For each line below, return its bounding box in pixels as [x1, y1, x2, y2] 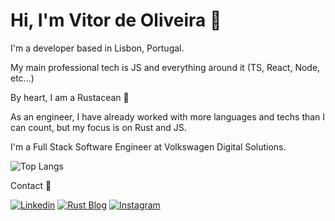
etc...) [10, 72, 35, 84]
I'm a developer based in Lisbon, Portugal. [10, 42, 185, 54]
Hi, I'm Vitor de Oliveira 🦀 [10, 9, 222, 32]
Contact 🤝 [10, 179, 52, 191]
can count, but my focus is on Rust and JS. [10, 121, 187, 133]
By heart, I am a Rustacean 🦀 [10, 91, 130, 103]
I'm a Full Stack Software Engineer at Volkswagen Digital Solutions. [10, 140, 287, 153]
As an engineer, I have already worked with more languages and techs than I [10, 110, 326, 123]
